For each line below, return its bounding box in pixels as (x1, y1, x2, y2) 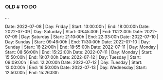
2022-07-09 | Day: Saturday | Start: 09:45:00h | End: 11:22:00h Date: (5, 29, 144, 35)
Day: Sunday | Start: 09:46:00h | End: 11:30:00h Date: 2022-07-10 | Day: (5, 39, 150, 45)
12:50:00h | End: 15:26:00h (5, 70, 59, 76)
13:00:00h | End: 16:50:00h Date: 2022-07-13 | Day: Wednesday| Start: (5, 65, 147, 70)
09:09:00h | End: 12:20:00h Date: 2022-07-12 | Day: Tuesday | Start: (5, 59, 143, 66)
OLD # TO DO (5, 3, 37, 10)
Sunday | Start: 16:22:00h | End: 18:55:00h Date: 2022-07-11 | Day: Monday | (5, 44, 159, 50)
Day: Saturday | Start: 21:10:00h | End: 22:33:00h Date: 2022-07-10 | (21, 34, 159, 40)
